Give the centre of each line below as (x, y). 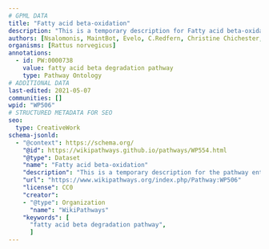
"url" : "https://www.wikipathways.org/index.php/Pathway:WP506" (132, 180)
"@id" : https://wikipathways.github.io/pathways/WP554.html (125, 150)
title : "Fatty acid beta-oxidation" (69, 23)
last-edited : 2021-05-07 (50, 90)
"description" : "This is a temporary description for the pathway (136, 173)
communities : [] (35, 98)
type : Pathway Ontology (62, 76)
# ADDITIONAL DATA (39, 83)
